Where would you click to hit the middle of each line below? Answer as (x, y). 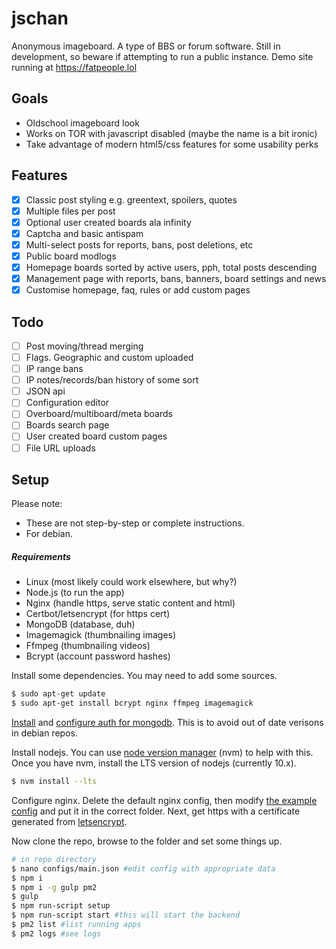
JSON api (45, 391)
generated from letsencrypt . (69, 821)
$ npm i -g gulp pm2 (54, 887)
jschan (40, 18)
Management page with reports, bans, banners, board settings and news (176, 278)
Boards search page (67, 425)
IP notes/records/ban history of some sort (112, 380)
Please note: (37, 504)
